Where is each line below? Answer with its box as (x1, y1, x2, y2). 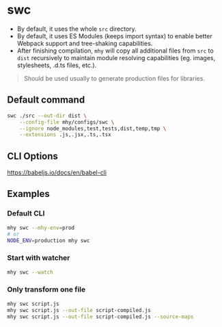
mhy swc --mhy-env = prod (7, 224, 75, 231)
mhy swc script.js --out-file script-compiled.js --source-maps (7, 313, 194, 320)
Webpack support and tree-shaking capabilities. (16, 39, 153, 47)
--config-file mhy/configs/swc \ (19, 118, 115, 125)
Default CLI (7, 209, 45, 218)
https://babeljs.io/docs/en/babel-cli (7, 168, 107, 176)
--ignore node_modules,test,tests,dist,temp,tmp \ (19, 125, 167, 132)
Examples (7, 188, 50, 200)
